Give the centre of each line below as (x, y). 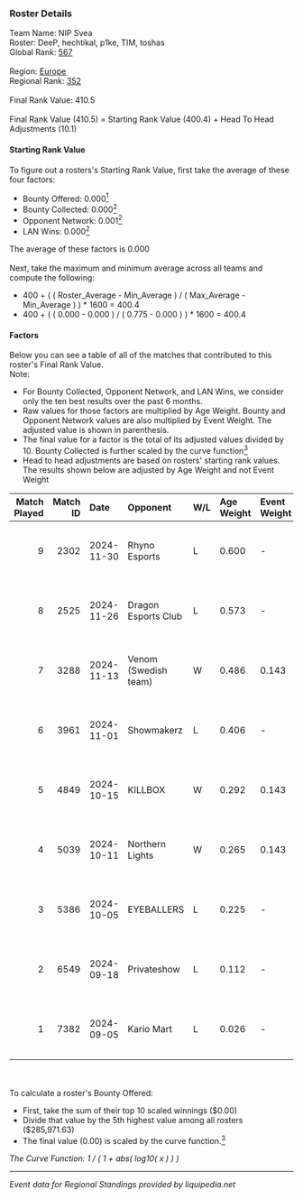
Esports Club (155, 616)
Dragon (143, 604)
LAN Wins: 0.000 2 (56, 231)
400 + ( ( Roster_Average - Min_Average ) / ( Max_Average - (134, 295)
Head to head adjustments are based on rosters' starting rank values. (151, 460)
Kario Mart (150, 1028)
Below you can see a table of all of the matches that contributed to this (141, 355)
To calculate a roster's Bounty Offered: (81, 1093)
